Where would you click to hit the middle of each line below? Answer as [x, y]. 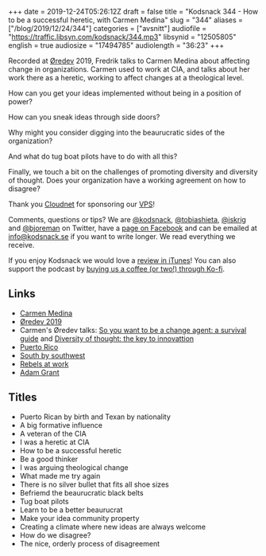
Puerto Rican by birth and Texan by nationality [95, 417]
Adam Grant [39, 372]
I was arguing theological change [74, 467]
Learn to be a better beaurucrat [71, 510]
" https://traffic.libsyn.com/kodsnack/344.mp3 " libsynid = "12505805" [122, 37]
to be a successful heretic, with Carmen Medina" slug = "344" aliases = [126, 20]
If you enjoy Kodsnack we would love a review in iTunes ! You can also [122, 260]
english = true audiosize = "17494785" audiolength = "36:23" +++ [116, 45]
